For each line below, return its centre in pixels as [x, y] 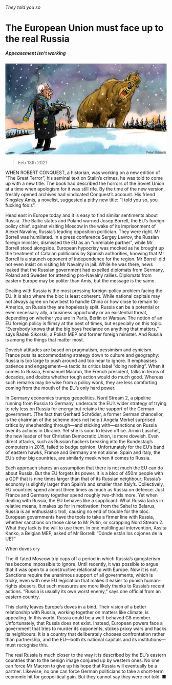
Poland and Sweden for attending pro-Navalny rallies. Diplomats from [79, 275]
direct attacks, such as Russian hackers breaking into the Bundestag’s [79, 442]
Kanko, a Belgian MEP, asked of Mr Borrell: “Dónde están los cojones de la [84, 534]
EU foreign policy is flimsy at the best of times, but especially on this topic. [84, 324]
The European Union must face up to [84, 28]
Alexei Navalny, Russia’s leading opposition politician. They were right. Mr [83, 232]
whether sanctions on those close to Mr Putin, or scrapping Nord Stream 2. [84, 522]
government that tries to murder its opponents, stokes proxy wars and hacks [86, 629]
